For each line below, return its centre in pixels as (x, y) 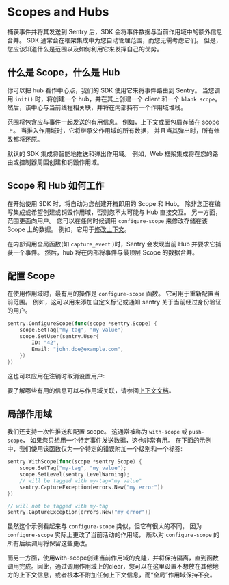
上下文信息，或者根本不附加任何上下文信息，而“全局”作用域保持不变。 (118, 575)
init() (24, 99)
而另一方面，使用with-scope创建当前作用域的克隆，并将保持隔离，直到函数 (113, 558)
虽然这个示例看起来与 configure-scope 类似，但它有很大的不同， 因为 (105, 526)
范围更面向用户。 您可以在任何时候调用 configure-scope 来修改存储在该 (108, 220)
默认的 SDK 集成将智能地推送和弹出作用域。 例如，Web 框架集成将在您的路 (113, 153)
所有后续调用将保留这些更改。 (49, 543)
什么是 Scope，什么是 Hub (64, 73)
